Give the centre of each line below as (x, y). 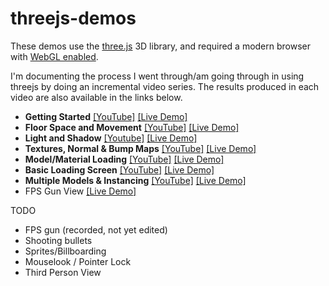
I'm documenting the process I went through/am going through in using (157, 76)
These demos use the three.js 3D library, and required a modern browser (161, 46)
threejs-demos (73, 18)
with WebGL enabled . (54, 56)
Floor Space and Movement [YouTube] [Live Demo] (132, 127)
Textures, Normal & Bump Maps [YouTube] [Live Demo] (140, 148)
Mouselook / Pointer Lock (78, 261)
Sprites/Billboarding (65, 251)
